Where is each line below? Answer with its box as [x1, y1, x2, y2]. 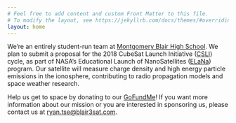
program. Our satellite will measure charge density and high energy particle [7, 64, 226, 73]
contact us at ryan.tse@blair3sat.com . [7, 108, 118, 116]
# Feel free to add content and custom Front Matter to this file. [7, 10, 209, 17]
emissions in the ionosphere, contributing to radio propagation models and [7, 72, 223, 80]
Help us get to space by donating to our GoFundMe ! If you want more [7, 93, 209, 101]
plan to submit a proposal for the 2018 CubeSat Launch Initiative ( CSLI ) [7, 50, 213, 58]
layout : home [7, 23, 46, 30]
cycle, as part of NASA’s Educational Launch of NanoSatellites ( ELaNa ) [7, 57, 212, 66]
